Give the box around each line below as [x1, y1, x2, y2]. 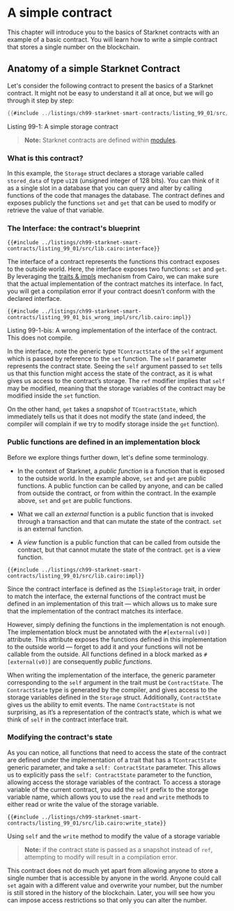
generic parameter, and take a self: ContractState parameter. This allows [7, 763, 221, 771]
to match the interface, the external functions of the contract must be [7, 592, 206, 600]
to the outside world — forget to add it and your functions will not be [7, 642, 203, 651]
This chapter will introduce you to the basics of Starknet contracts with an [7, 28, 219, 36]
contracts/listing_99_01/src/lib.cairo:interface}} [7, 245, 160, 252]
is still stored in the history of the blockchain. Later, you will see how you [7, 888, 215, 896]
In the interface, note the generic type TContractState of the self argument [7, 347, 224, 356]
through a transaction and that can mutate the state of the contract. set [17, 517, 222, 525]
